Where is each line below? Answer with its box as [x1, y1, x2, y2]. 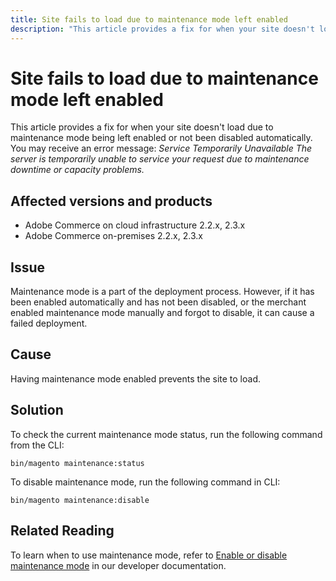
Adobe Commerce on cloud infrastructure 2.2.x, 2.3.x [24, 219, 246, 231]
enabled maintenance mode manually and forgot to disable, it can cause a [10, 307, 315, 319]
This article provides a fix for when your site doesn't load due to [10, 121, 274, 133]
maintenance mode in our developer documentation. [10, 559, 227, 571]
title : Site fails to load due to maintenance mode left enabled [10, 14, 288, 25]
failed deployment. [10, 317, 88, 330]
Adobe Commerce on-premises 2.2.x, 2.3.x [24, 230, 203, 242]
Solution [10, 402, 64, 419]
